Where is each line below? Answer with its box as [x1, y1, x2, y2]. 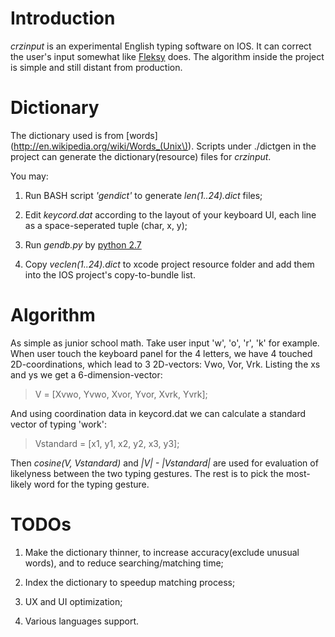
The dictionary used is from [10, 129, 125, 141]
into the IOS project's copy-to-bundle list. [24, 268, 196, 281]
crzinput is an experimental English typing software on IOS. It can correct [10, 40, 312, 52]
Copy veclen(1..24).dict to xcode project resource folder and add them [24, 258, 315, 270]
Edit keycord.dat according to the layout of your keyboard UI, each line [24, 208, 317, 221]
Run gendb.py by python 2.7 [24, 238, 142, 251]
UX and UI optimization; [24, 595, 123, 607]
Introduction [10, 7, 116, 30]
